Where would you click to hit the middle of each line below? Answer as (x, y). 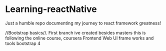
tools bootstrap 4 (23, 43)
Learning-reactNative (51, 9)
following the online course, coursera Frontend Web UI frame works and (79, 38)
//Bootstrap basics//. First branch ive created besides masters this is (75, 32)
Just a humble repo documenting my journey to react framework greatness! (83, 23)
